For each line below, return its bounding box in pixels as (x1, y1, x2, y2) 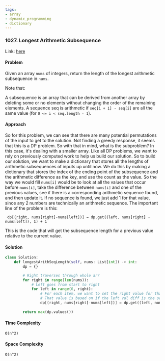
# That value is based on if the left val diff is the (40, 296, 155, 301)
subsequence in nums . (5, 76, 49, 81)
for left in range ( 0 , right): (31, 286, 93, 292)
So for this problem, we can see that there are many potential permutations (5, 132, 157, 138)
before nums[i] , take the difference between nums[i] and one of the (5, 184, 142, 190)
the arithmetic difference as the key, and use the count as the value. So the (5, 174, 157, 180)
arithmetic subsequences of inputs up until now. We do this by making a (5, 163, 151, 169)
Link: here (5, 48, 26, 54)
